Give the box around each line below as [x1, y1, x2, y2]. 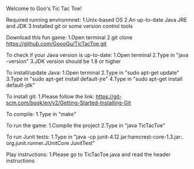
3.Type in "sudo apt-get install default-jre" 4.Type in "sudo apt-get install [6, 76, 183, 82]
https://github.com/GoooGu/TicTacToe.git [6, 40, 107, 47]
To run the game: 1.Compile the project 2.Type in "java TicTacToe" [6, 122, 166, 129]
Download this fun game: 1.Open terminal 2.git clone [6, 34, 133, 40]
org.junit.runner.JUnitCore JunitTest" [6, 140, 95, 146]
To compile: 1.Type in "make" [6, 111, 76, 117]
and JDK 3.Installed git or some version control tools [6, 23, 133, 29]
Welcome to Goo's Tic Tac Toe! [6, 5, 82, 12]
